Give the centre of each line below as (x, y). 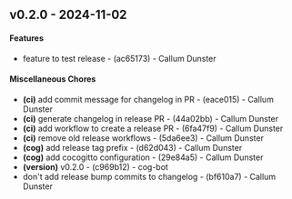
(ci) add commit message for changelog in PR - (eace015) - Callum (148, 99)
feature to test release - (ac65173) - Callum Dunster (119, 58)
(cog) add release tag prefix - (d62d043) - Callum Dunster (132, 147)
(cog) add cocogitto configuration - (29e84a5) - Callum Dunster (143, 157)
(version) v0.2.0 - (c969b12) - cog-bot (95, 166)
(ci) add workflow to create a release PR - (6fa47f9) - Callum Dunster (153, 128)
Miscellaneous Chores (53, 79)
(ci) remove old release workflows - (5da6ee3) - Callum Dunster (143, 138)
